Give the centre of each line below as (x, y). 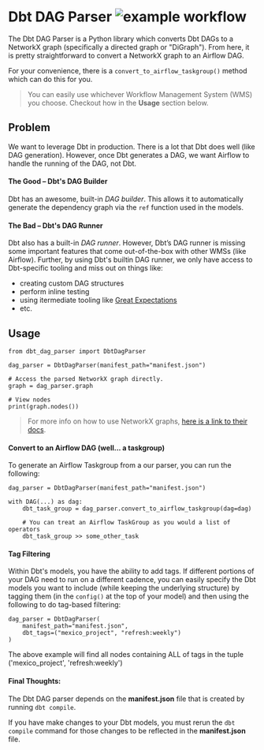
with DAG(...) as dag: (45, 502)
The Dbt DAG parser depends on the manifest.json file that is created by (126, 699)
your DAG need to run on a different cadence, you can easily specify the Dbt (132, 580)
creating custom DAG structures (72, 283)
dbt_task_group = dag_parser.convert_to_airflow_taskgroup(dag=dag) (137, 509)
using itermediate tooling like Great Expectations (98, 300)
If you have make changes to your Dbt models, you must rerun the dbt (122, 722)
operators (24, 530)
